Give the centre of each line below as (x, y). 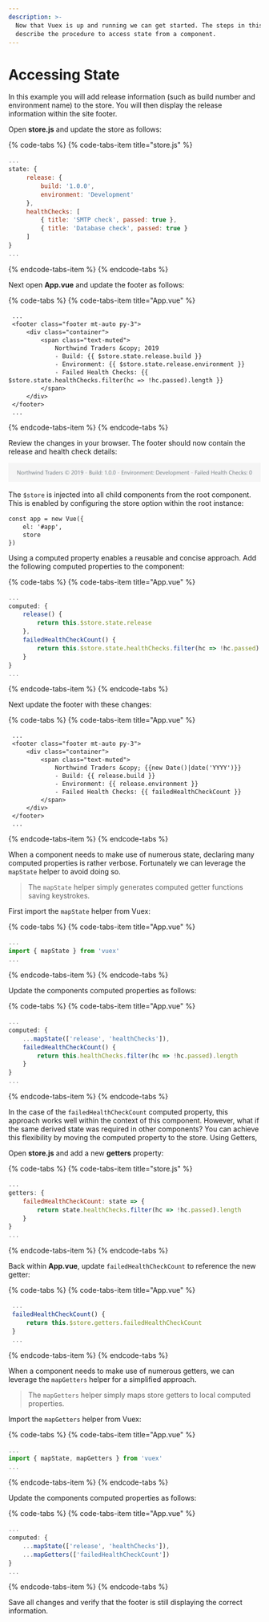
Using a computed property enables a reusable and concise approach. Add (132, 557)
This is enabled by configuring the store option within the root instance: (126, 503)
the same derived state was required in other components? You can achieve (134, 1129)
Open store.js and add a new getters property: (86, 1153)
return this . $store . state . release (94, 623)
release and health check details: (63, 451)
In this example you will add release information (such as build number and (132, 97)
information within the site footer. (63, 114)
